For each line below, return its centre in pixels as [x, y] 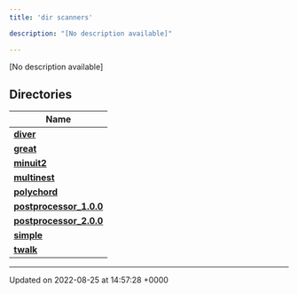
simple [28, 235]
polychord [36, 192]
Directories [41, 94]
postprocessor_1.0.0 [59, 207]
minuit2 [30, 163]
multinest [34, 178]
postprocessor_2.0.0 [59, 221]
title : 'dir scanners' [51, 17]
